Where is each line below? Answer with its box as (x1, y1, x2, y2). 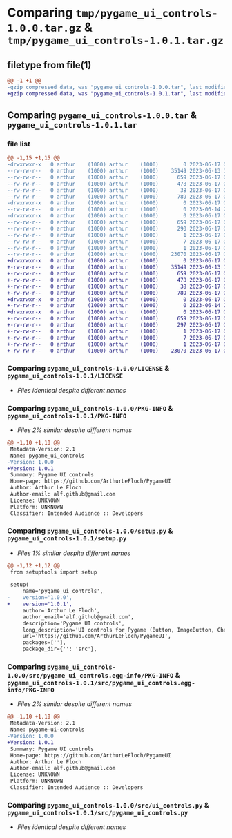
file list (7, 139, 31, 148)
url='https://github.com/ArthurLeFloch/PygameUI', (22, 633, 171, 640)
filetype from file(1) (7, 59, 92, 70)
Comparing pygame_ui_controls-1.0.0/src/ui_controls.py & (7, 800, 209, 810)
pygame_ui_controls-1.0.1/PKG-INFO (7, 412, 127, 420)
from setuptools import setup (10, 568, 97, 576)
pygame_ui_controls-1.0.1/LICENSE (7, 372, 123, 380)
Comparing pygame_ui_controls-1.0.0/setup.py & (7, 526, 173, 536)
